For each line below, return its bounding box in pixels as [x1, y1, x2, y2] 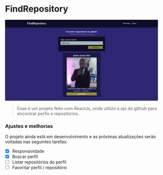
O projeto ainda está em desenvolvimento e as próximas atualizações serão [5, 134, 156, 139]
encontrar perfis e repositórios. [16, 111, 80, 116]
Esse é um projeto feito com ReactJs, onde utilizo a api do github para [16, 105, 157, 111]
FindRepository [5, 3, 68, 15]
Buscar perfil [12, 154, 38, 159]
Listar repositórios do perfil [12, 159, 66, 165]
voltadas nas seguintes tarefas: [5, 139, 68, 144]
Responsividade [12, 148, 45, 154]
